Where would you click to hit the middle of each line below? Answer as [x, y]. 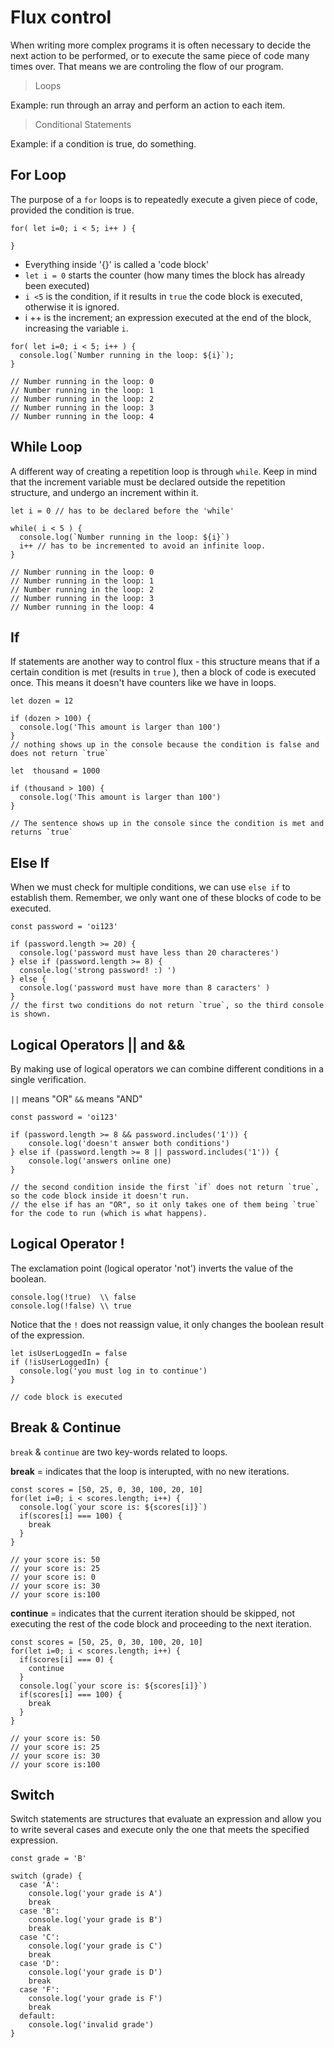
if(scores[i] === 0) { [66, 1659]
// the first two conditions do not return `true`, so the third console [167, 1006]
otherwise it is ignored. [72, 307]
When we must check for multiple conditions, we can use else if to [150, 887]
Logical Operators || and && [98, 1044]
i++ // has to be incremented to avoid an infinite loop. [143, 546]
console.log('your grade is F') [95, 1999]
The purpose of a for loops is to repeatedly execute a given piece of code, [164, 199]
